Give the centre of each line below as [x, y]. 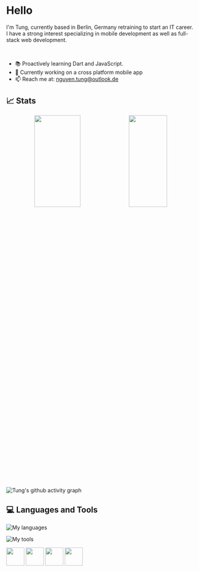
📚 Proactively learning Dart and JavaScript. [69, 63]
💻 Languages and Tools [52, 510]
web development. [44, 40]
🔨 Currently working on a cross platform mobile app [79, 72]
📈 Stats [21, 101]
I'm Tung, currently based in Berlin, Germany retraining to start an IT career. [100, 27]
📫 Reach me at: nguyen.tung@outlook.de [67, 79]
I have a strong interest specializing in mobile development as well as [91, 33]
